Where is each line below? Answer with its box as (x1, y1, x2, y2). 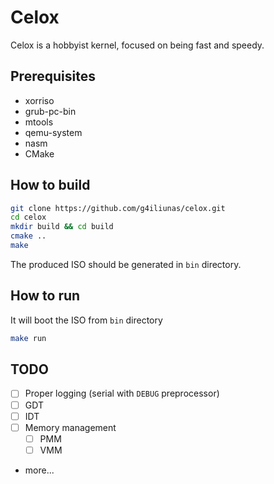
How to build (10, 177, 91, 194)
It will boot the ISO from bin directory (10, 314, 163, 326)
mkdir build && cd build (10, 222, 114, 232)
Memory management (24, 421, 117, 433)
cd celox (10, 212, 47, 223)
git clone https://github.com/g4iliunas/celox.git (10, 203, 226, 213)
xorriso (24, 94, 55, 106)
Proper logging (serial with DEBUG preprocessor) (24, 387, 220, 400)
